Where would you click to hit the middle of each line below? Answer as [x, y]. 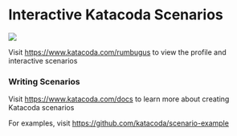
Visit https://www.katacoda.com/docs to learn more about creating [119, 99]
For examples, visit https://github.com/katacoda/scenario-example [118, 123]
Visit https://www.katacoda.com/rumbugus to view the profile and [117, 52]
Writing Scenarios [44, 81]
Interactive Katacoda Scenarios [116, 15]
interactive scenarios [43, 60]
